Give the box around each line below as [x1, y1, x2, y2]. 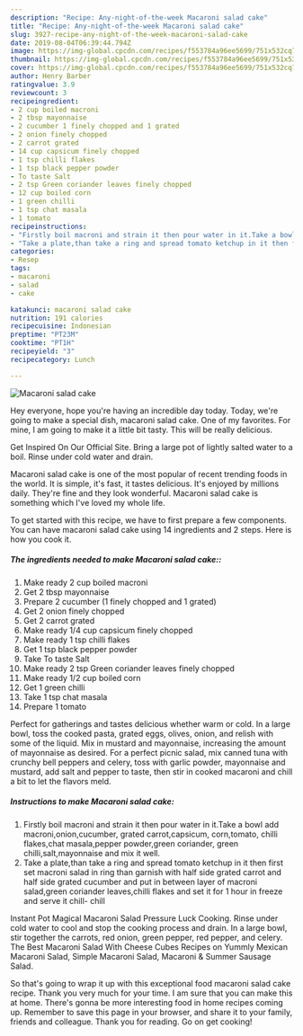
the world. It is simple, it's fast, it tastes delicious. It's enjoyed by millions [10, 478, 280, 489]
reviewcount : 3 [10, 88, 67, 97]
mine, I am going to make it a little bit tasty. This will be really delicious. [10, 424, 273, 435]
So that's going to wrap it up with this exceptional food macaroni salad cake [10, 978, 291, 988]
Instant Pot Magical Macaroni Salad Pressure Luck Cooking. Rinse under [10, 913, 279, 924]
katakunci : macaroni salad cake [10, 305, 131, 314]
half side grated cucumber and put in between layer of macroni [22, 876, 258, 887]
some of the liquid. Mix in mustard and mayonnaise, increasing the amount [10, 738, 287, 748]
